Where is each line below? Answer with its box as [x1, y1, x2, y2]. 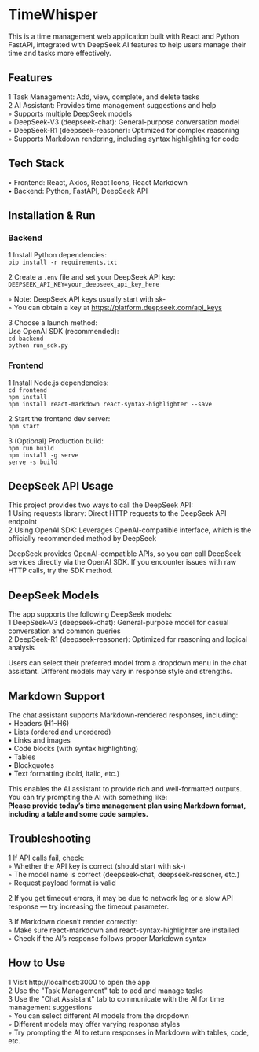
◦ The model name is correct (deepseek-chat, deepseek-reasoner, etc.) [8, 869, 240, 879]
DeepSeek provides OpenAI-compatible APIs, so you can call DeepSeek [8, 549, 242, 558]
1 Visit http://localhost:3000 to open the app [8, 977, 151, 987]
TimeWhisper [8, 6, 98, 24]
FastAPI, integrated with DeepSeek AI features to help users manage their [8, 39, 246, 49]
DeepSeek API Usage [8, 479, 114, 493]
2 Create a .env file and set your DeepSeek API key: [8, 272, 176, 282]
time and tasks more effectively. [8, 48, 111, 57]
